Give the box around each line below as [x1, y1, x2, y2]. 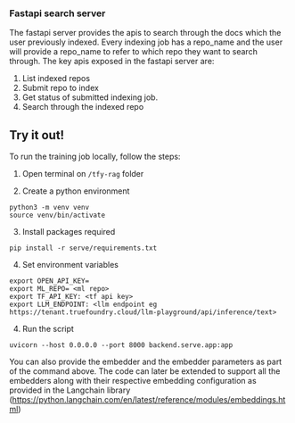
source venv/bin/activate [9, 211, 105, 220]
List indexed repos [21, 73, 91, 84]
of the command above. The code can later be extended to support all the [9, 366, 281, 377]
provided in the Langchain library [9, 385, 131, 395]
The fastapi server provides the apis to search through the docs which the [9, 28, 282, 38]
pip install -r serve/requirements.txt [9, 244, 158, 253]
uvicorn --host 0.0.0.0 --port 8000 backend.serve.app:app [9, 341, 234, 350]
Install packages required [21, 227, 116, 237]
